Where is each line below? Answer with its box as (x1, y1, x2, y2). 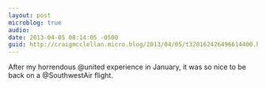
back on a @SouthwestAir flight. (8, 71, 113, 80)
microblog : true (8, 19, 62, 27)
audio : (8, 26, 30, 34)
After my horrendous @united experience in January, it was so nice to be (8, 62, 247, 71)
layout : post (8, 11, 51, 20)
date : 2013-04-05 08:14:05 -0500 (8, 33, 119, 42)
